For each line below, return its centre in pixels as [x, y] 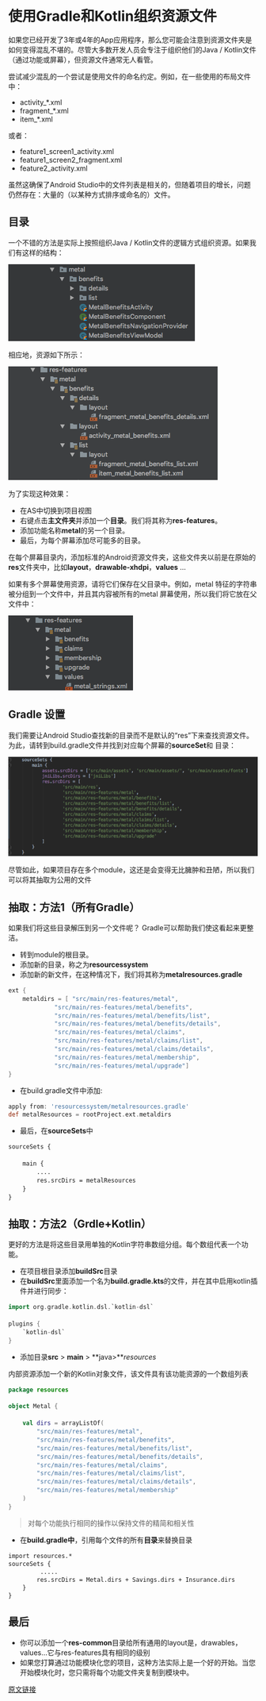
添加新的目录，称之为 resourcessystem [84, 964]
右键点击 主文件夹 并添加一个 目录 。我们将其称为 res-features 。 [121, 520]
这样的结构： [43, 252]
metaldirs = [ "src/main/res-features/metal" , [101, 999]
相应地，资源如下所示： [46, 355]
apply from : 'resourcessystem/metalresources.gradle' [99, 1106]
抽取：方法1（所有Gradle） [74, 907]
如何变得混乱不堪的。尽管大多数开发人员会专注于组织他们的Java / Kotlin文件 [133, 49]
